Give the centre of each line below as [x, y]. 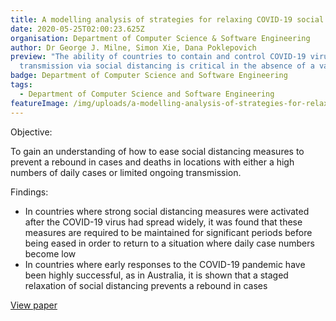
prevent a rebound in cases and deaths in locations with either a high [152, 162]
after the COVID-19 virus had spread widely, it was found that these [163, 222]
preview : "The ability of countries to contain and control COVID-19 [158, 57]
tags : [21, 85]
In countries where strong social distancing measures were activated [167, 211]
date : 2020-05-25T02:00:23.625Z [77, 29]
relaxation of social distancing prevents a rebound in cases [146, 285]
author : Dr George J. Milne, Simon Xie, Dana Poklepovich [133, 47]
